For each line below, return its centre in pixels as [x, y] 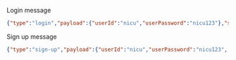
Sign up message [32, 36]
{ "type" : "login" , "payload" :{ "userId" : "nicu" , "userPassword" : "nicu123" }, [116, 23]
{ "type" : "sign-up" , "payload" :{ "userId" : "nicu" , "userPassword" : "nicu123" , [117, 49]
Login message [29, 10]
